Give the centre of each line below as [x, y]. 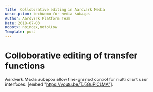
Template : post [20, 32]
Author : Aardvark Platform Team [38, 18]
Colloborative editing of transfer [71, 56]
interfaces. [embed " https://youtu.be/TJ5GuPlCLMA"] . [59, 84]
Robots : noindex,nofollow [31, 27]
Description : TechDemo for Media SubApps [48, 14]
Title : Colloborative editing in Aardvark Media [55, 9]
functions [25, 66]
